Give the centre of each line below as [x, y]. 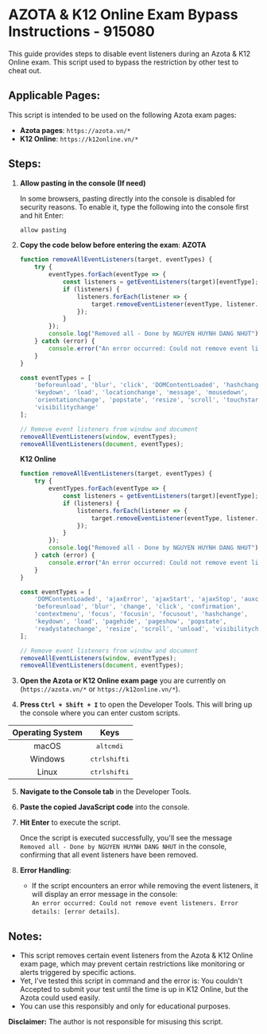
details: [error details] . [75, 911]
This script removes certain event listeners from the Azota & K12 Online [136, 956]
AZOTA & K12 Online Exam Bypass [123, 15]
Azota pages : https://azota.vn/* [75, 130]
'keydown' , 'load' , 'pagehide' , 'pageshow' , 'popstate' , [131, 622]
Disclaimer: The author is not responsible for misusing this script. [116, 1022]
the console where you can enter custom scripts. [100, 713]
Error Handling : [45, 871]
